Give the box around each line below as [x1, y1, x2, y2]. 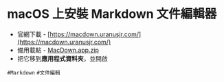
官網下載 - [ [16, 30, 50, 38]
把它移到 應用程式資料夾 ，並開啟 [16, 54, 108, 62]
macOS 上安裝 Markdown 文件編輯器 [7, 6, 217, 22]
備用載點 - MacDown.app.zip [16, 46, 100, 54]
